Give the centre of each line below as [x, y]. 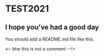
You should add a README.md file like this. [50, 39]
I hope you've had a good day [52, 27]
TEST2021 [27, 9]
